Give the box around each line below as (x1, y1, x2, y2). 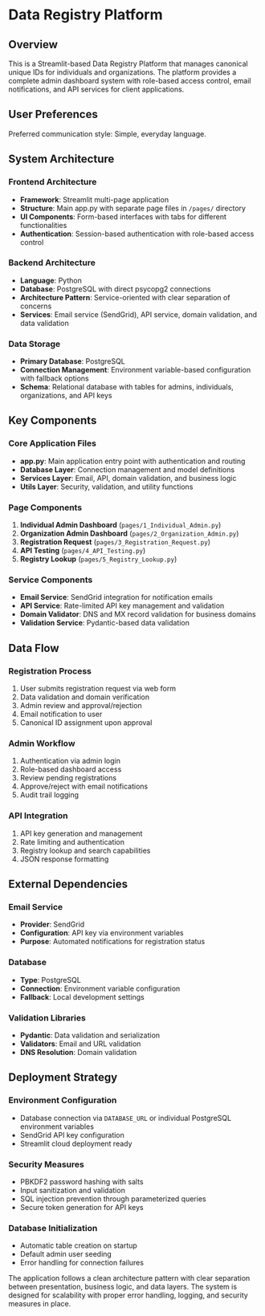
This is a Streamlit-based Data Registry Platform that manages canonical (8, 59, 248, 68)
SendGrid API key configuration (19, 1130, 124, 1139)
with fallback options (19, 373, 90, 383)
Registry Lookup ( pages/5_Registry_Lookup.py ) (19, 554, 177, 564)
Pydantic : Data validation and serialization (19, 1030, 161, 1040)
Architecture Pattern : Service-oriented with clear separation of (19, 292, 230, 302)
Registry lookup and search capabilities (19, 845, 151, 855)
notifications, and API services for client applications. (8, 84, 185, 94)
